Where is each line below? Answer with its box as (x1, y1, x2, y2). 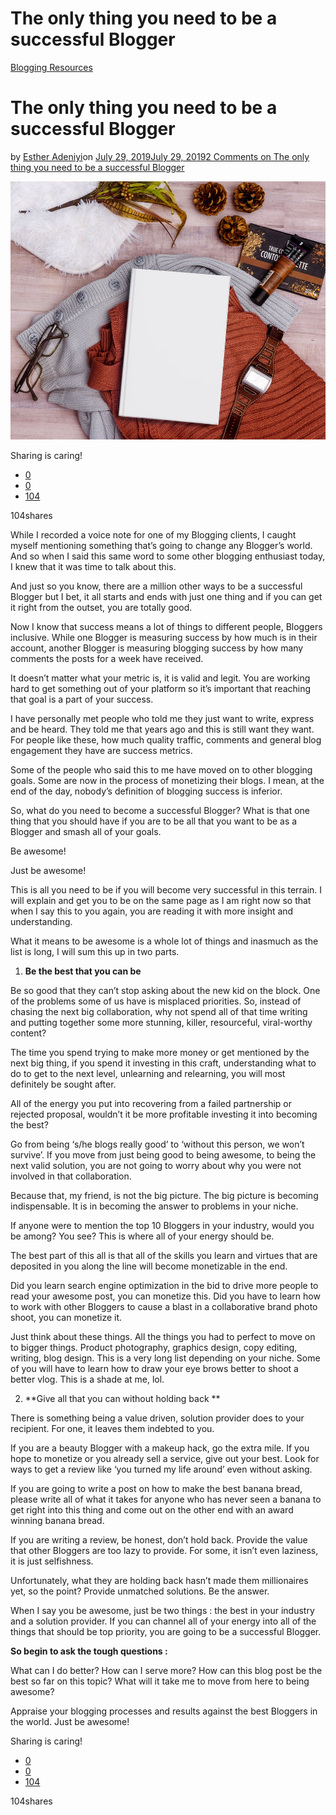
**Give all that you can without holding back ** (24, 1392, 221, 1404)
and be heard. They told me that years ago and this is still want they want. (10, 723, 315, 735)
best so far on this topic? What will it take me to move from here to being (10, 1675, 310, 1687)
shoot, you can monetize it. (10, 1311, 123, 1323)
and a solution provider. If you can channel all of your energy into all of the (10, 1615, 317, 1627)
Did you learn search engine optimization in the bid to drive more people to (10, 1279, 319, 1291)
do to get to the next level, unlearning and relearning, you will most (10, 1067, 286, 1079)
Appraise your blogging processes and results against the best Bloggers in (10, 1705, 318, 1717)
